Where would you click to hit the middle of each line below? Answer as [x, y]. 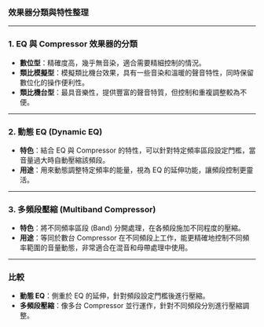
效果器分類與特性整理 [48, 12]
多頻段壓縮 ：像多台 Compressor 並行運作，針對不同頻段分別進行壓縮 [131, 306]
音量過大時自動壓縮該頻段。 [64, 160]
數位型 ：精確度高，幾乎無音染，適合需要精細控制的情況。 [112, 62]
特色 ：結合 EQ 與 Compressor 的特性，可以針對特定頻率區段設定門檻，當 [137, 150]
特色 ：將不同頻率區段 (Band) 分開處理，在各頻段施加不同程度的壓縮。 [132, 228]
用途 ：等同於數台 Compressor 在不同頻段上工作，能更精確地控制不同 [131, 238]
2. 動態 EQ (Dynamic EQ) [55, 131]
